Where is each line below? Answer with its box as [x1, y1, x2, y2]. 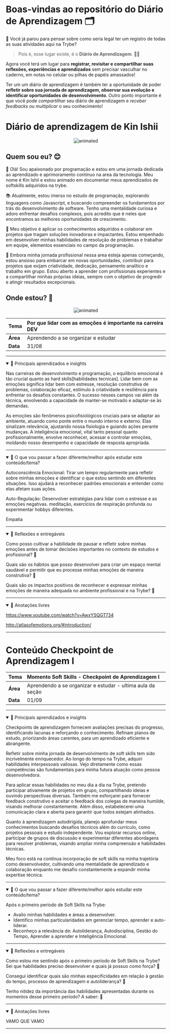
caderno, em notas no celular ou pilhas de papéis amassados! [6, 71, 135, 77]
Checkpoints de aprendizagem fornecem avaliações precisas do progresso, [6, 724, 164, 731]
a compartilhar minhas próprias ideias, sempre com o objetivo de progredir [6, 273, 162, 279]
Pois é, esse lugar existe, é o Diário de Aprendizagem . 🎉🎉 [18, 51, 140, 57]
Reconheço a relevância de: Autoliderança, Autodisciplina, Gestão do [13, 928, 158, 934]
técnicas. [6, 846, 25, 852]
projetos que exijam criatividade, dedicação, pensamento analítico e [6, 263, 149, 269]
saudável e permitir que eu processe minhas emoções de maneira [6, 566, 144, 573]
